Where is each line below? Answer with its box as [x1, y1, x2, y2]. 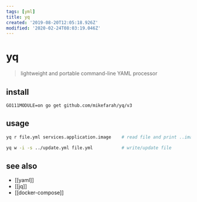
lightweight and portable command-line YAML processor [20, 70, 158, 77]
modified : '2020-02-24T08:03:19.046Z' [6, 25, 101, 31]
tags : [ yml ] [6, 8, 35, 15]
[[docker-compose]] [14, 189, 64, 196]
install [6, 87, 29, 97]
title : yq [6, 14, 30, 20]
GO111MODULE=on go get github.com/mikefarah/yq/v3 [6, 102, 133, 108]
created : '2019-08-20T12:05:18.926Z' [6, 19, 98, 25]
